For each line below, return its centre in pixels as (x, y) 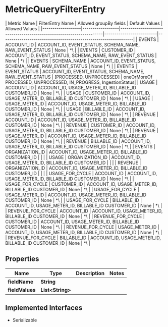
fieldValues (22, 290)
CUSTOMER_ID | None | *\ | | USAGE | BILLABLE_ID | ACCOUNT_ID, (75, 109)
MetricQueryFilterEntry (55, 9)
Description (90, 273)
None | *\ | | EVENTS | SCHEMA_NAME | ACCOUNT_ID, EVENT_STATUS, (80, 61)
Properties (22, 259)
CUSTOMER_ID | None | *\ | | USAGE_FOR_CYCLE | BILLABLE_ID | (74, 200)
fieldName (21, 282)
